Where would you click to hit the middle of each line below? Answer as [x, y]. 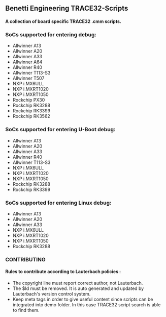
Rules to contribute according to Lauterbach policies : [63, 272]
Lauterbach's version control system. [52, 294]
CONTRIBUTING [25, 259]
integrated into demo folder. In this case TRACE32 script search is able [87, 305]
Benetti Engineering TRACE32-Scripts [67, 8]
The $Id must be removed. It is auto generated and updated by [78, 288]
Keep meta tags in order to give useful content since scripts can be [83, 299]
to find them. [26, 310]
